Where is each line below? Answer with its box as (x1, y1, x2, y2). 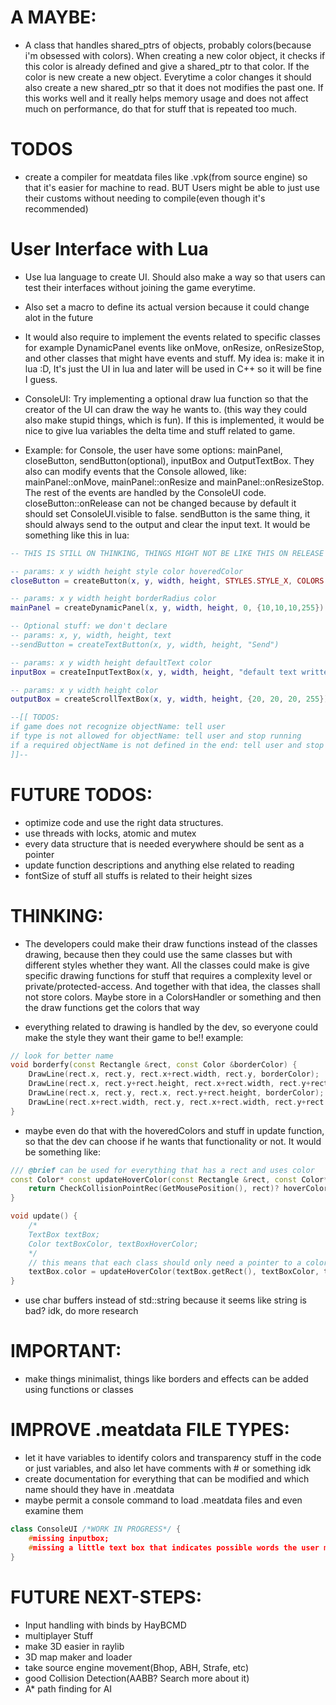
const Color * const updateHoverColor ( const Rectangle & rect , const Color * (10, 1174, 329, 1185)
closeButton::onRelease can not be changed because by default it (24, 497, 297, 509)
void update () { (10, 1211, 78, 1221)
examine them (24, 1505, 84, 1517)
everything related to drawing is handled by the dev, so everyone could (24, 1021, 319, 1033)
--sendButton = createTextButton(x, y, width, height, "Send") (10, 639, 280, 650)
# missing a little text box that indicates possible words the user (28, 1542, 320, 1553)
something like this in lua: (24, 529, 130, 541)
